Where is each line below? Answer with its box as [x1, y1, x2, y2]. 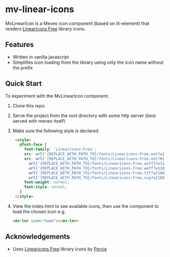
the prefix [12, 64, 33, 70]
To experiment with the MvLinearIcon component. [5, 93, 110, 99]
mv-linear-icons [5, 4, 74, 15]
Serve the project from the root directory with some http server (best [12, 113, 156, 119]
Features [5, 41, 34, 49]
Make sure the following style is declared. [12, 128, 100, 134]
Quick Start [5, 80, 42, 88]
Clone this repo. [12, 102, 46, 108]
